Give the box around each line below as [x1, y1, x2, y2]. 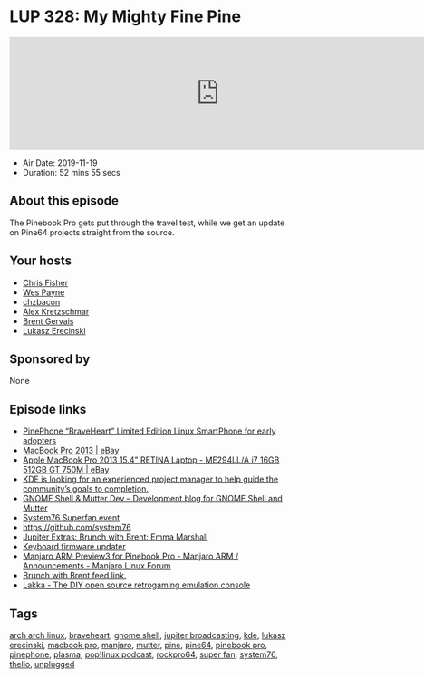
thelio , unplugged [9, 659, 75, 669]
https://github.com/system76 [22, 522, 131, 533]
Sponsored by [9, 351, 91, 367]
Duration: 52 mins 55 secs [22, 167, 120, 177]
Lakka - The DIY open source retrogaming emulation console [22, 579, 251, 590]
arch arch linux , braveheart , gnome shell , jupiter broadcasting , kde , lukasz [9, 630, 286, 640]
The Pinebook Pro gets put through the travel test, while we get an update [9, 217, 285, 228]
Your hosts [9, 253, 72, 269]
